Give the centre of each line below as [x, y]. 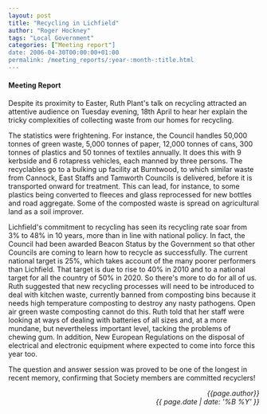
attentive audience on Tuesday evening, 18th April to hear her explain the [128, 111]
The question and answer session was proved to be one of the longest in [128, 369]
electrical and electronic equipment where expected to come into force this [132, 346]
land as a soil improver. [46, 212]
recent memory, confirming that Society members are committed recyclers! [132, 378]
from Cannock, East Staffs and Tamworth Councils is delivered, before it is [130, 178]
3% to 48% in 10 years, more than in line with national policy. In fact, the [127, 236]
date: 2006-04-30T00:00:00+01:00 [64, 53]
